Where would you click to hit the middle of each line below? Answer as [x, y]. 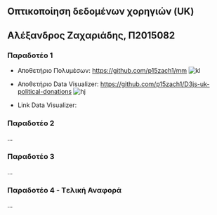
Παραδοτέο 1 [30, 55]
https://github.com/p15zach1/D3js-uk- [155, 84]
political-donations [45, 92]
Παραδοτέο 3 [31, 157]
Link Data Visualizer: [47, 105]
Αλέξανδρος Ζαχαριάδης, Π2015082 [91, 35]
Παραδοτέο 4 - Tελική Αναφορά [64, 190]
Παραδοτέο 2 [31, 123]
